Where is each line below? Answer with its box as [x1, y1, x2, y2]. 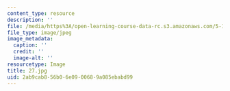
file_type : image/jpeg [7, 29, 72, 36]
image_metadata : [7, 36, 53, 42]
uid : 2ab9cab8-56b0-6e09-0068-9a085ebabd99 [7, 73, 133, 81]
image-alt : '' [13, 55, 53, 62]
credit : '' [13, 49, 44, 55]
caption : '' [13, 42, 48, 49]
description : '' [7, 16, 53, 23]
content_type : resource [7, 10, 75, 17]
